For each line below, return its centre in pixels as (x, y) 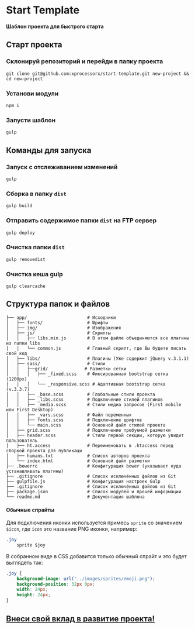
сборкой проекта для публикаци (44, 451)
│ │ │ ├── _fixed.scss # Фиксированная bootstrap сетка (87, 374)
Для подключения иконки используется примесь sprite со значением (94, 523)
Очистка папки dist (36, 248)
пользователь (22, 440)
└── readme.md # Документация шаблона (75, 497)
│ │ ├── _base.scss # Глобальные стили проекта (81, 394)
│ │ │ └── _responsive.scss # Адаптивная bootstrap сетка (86, 384)
